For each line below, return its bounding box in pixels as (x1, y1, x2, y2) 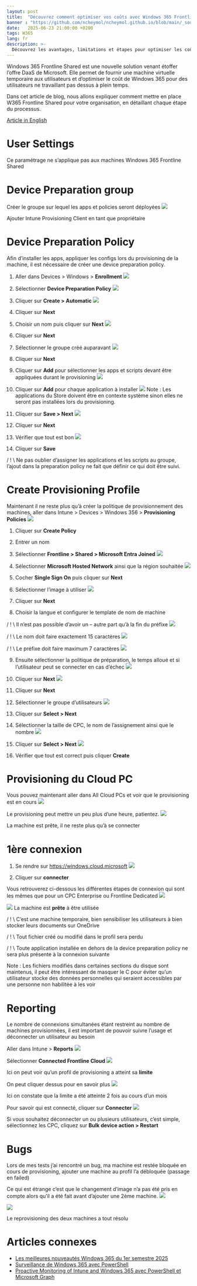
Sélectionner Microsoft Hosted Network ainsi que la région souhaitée (15, 562, 184, 569)
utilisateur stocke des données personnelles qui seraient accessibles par (6, 975, 182, 982)
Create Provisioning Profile (6, 483, 140, 496)
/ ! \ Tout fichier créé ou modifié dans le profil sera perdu (6, 933, 143, 940)
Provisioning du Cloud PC (6, 772, 133, 786)
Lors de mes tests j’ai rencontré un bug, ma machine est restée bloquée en (6, 1162, 186, 1169)
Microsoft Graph (15, 1274, 55, 1281)
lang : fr (6, 36, 28, 42)
